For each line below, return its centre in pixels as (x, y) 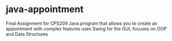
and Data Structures (27, 34)
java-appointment (45, 9)
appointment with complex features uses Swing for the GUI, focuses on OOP (86, 28)
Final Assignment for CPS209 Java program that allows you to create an (82, 23)
